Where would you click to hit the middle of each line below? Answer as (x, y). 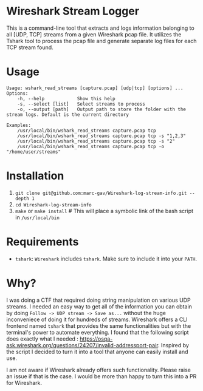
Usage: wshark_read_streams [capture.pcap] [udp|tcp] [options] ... (95, 88)
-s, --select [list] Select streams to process (81, 104)
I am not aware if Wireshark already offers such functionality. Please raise (99, 370)
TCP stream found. (30, 47)
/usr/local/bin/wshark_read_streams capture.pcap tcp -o (91, 146)
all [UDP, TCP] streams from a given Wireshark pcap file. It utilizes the (94, 34)
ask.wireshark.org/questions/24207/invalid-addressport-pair (82, 345)
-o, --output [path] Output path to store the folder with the (102, 109)
